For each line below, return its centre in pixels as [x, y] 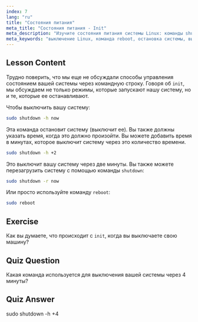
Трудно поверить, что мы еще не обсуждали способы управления [90, 77]
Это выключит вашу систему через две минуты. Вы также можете [90, 164]
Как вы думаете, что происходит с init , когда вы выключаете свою [92, 236]
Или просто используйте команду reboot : [58, 192]
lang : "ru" [19, 17]
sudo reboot [21, 203]
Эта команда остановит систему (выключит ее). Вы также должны [90, 129]
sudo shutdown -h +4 [32, 314]
